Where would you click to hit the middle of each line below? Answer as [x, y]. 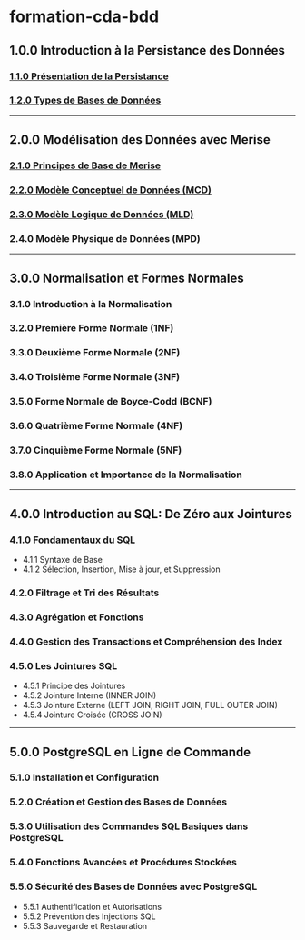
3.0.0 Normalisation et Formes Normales [127, 278]
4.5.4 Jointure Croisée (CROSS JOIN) [92, 715]
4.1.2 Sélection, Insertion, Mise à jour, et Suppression [121, 569]
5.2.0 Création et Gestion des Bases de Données [118, 802]
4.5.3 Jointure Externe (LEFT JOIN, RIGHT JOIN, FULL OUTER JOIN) [150, 705]
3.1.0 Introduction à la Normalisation [91, 304]
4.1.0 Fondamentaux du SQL [73, 540]
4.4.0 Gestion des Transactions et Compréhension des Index [146, 641]
